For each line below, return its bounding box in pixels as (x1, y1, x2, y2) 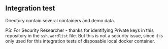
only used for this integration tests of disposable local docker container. (5, 38, 155, 44)
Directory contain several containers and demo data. (5, 17, 115, 23)
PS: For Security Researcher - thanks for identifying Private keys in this (5, 27, 154, 33)
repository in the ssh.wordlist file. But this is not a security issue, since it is (5, 32, 163, 38)
